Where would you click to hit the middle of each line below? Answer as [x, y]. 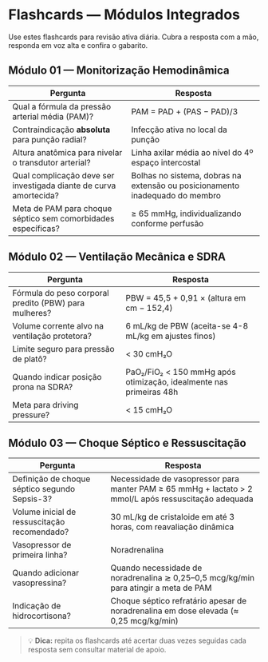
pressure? [31, 415]
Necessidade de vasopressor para [175, 479]
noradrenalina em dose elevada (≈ [175, 611]
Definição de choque [51, 479]
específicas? [36, 228]
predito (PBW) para [49, 303]
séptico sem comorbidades [63, 218]
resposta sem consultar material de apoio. [97, 650]
